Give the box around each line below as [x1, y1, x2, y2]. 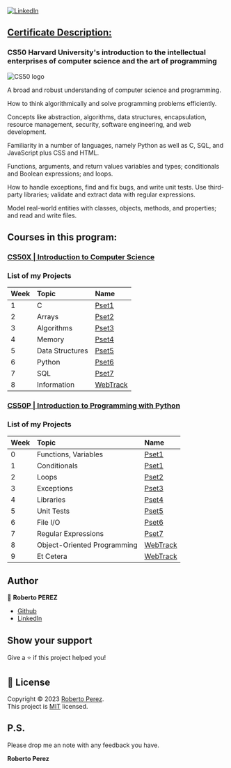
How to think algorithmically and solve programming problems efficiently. [7, 99, 217, 107]
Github [17, 607, 37, 615]
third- [207, 183, 224, 191]
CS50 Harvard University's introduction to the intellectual [7, 47, 207, 57]
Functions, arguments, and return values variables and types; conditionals [7, 162, 220, 170]
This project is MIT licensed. [7, 702, 88, 710]
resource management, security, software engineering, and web [7, 120, 191, 128]
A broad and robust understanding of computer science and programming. [7, 86, 221, 94]
